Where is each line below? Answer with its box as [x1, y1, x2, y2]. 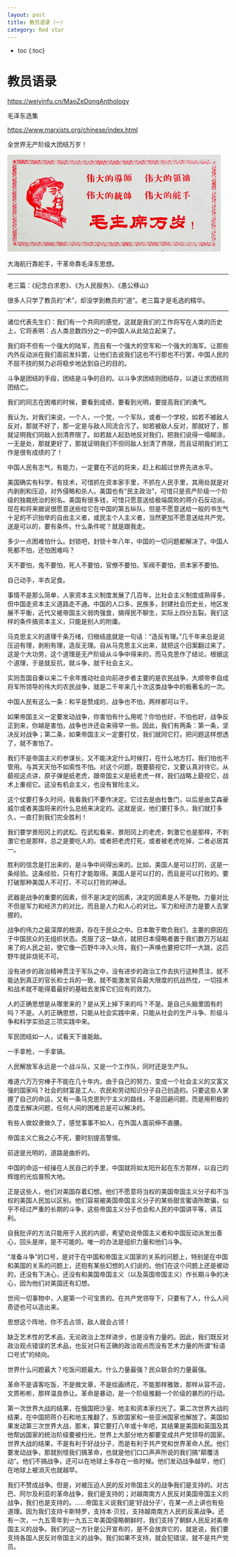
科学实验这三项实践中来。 [19, 1017, 93, 1026]
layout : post [7, 11, 46, 18]
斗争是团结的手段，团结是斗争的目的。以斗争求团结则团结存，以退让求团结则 [7, 374, 229, 383]
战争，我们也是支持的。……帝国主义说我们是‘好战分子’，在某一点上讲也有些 [7, 1498, 225, 1507]
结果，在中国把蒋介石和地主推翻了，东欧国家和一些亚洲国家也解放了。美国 [7, 1413, 223, 1422]
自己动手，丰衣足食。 [7, 576, 69, 584]
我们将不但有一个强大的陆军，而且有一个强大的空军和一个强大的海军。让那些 [7, 342, 229, 350]
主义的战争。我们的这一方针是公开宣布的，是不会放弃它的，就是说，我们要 [13, 1525, 229, 1533]
